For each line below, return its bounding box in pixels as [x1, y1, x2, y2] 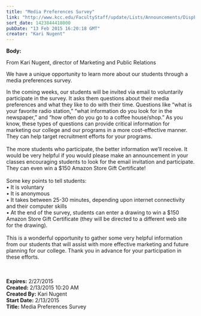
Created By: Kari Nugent [6, 290, 68, 297]
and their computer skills [6, 203, 68, 210]
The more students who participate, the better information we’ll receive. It [6, 146, 188, 153]
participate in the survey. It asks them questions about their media [6, 95, 169, 102]
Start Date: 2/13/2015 [6, 297, 60, 304]
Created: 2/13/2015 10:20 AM [6, 284, 79, 292]
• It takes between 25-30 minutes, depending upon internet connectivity [6, 197, 185, 204]
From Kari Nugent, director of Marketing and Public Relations [6, 59, 157, 66]
